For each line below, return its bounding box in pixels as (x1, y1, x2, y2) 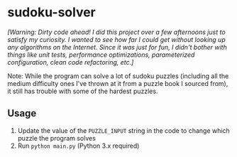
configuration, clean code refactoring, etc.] (7, 58, 134, 66)
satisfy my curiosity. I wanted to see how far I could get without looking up (7, 35, 226, 43)
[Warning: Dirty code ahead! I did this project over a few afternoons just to (7, 28, 226, 36)
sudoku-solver (7, 4, 96, 21)
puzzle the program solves (17, 134, 96, 142)
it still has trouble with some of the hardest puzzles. (7, 87, 158, 95)
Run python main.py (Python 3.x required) (17, 141, 140, 150)
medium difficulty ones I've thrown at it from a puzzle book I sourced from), (7, 79, 228, 87)
